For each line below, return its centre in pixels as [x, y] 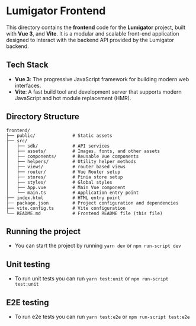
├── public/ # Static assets [59, 135]
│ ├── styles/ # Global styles [59, 182]
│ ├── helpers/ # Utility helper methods [71, 161]
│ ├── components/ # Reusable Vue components [73, 156]
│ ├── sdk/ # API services [58, 146]
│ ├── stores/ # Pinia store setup [65, 177]
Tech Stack [27, 65]
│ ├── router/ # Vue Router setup [63, 172]
